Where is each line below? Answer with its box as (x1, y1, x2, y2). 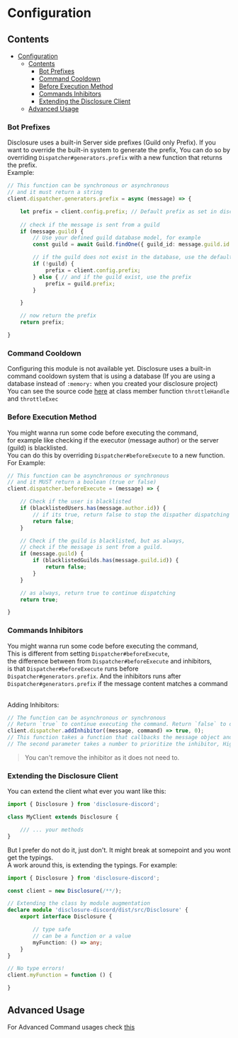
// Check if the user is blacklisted (20, 498, 132, 506)
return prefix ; (20, 319, 65, 326)
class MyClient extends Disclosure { (7, 814, 119, 821)
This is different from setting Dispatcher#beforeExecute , (7, 649, 170, 658)
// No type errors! (7, 965, 65, 972)
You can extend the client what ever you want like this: (7, 787, 166, 796)
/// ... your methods (20, 826, 84, 833)
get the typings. (7, 853, 54, 862)
